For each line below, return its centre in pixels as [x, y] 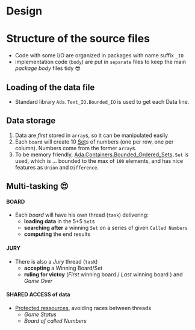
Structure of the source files [78, 39]
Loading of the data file [51, 87]
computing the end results [57, 234]
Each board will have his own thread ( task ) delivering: [82, 215]
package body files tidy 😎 [48, 68]
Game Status [40, 314]
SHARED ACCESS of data [38, 294]
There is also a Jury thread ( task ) [56, 261]
